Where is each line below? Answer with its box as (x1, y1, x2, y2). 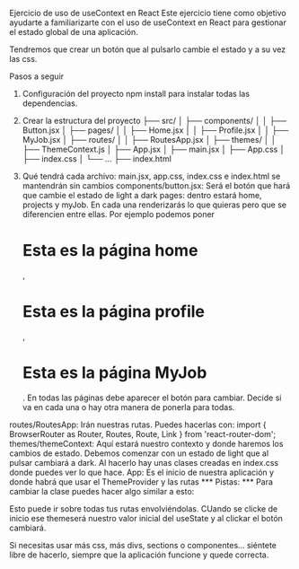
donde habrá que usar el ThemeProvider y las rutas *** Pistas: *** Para (9, 476, 274, 487)
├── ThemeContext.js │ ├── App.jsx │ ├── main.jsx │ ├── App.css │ (22, 144, 286, 154)
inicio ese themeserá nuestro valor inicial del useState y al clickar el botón (9, 512, 283, 523)
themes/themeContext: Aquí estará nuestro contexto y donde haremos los (9, 438, 284, 449)
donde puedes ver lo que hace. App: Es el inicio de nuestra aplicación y (9, 467, 275, 477)
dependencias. (22, 98, 78, 109)
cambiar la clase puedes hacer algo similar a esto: (9, 486, 195, 496)
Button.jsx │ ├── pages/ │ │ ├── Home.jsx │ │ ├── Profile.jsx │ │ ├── (22, 125, 289, 136)
